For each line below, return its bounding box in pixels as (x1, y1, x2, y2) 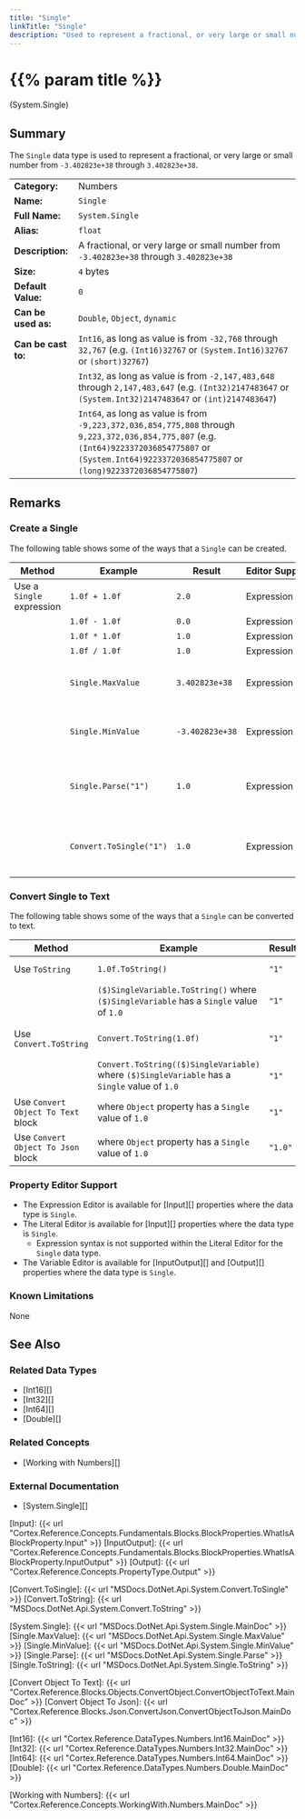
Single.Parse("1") (69, 781, 150, 791)
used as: (14, 317, 52, 330)
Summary (9, 125, 66, 141)
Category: (14, 180, 58, 193)
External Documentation (9, 1479, 120, 1492)
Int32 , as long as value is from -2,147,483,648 (78, 370, 275, 383)
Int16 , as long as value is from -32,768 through (78, 333, 279, 345)
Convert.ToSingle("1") (69, 841, 168, 851)
